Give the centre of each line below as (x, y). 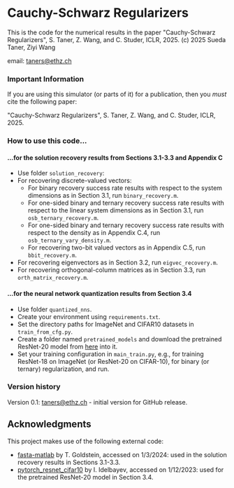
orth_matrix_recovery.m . (53, 278)
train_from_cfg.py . (45, 332)
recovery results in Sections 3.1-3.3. (69, 462)
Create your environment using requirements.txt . (89, 316)
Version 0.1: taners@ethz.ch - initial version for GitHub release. (97, 402)
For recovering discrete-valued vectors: (74, 181)
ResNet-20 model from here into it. (67, 346)
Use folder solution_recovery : (61, 173)
